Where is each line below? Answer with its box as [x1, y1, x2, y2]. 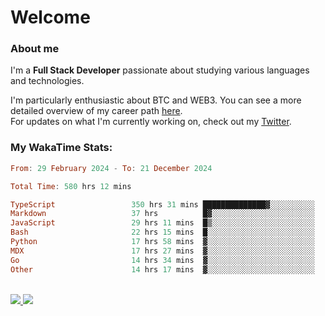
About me [10, 42, 60, 56]
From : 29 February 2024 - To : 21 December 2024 [10, 163, 213, 173]
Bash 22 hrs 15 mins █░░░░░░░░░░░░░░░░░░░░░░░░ [10, 227, 315, 238]
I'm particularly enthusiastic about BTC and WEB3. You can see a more [10, 94, 302, 106]
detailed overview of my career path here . [10, 105, 183, 117]
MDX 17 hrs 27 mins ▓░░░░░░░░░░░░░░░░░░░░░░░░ [10, 246, 315, 256]
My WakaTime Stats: [10, 141, 113, 155]
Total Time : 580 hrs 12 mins [10, 181, 132, 191]
